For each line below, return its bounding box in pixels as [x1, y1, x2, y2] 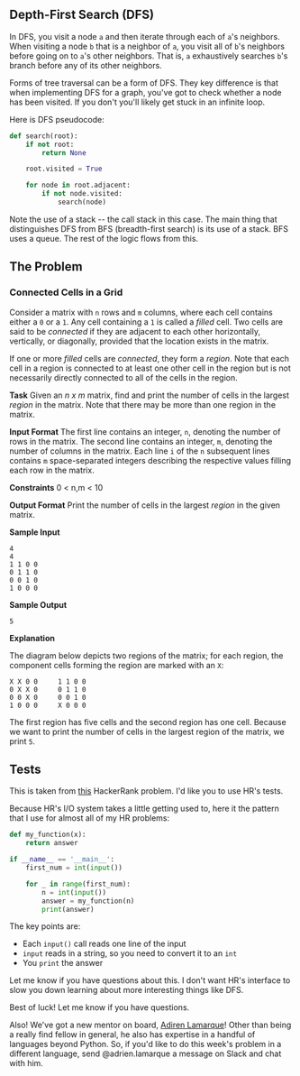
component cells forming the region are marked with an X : [9, 659, 224, 670]
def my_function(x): [9, 830, 87, 840]
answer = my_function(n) [41, 897, 135, 906]
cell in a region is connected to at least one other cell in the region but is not [9, 363, 291, 373]
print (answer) [41, 905, 95, 914]
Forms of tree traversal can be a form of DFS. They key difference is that [9, 77, 279, 88]
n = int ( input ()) [41, 887, 106, 897]
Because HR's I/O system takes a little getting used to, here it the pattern [9, 803, 279, 814]
